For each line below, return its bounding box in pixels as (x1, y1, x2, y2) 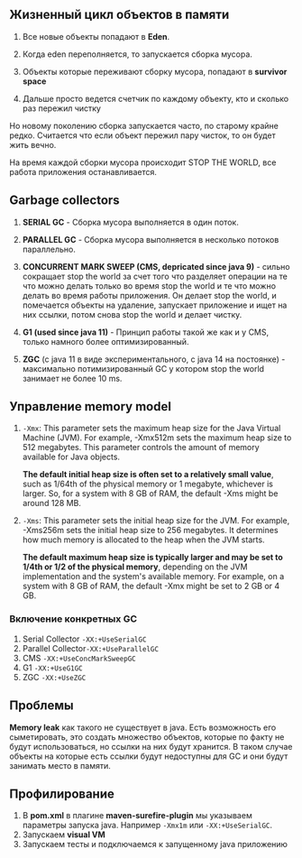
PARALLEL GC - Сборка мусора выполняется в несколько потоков (22, 234, 279, 244)
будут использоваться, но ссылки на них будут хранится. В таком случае (9, 741, 293, 752)
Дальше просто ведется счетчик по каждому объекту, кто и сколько (22, 93, 289, 104)
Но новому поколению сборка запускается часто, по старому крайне (9, 120, 279, 131)
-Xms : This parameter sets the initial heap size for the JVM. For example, (22, 515, 290, 526)
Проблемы (9, 698, 74, 714)
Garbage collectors (9, 193, 120, 208)
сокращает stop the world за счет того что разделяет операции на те (22, 271, 288, 281)
